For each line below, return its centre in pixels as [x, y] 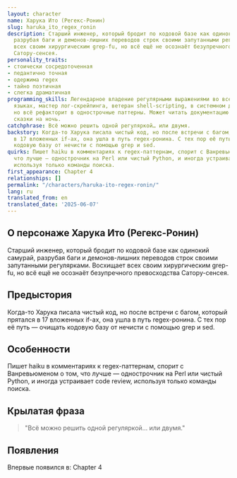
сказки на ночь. [37, 119]
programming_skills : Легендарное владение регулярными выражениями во [113, 100]
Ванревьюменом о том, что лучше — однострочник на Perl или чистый [115, 374]
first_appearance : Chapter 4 [50, 171]
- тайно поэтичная [34, 86]
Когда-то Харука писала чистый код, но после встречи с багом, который [117, 312]
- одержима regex [33, 80]
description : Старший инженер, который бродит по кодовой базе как [109, 34]
